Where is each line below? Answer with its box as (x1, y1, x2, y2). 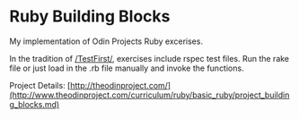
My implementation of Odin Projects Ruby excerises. (9, 36, 204, 47)
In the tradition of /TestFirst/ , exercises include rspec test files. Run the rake (9, 53, 290, 64)
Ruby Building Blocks (9, 6, 171, 27)
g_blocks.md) (9, 98, 60, 109)
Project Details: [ (9, 80, 71, 90)
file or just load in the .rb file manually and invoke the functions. (9, 63, 244, 73)
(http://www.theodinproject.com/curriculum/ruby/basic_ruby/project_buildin (9, 89, 290, 100)
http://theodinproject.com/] (70, 80, 171, 90)
